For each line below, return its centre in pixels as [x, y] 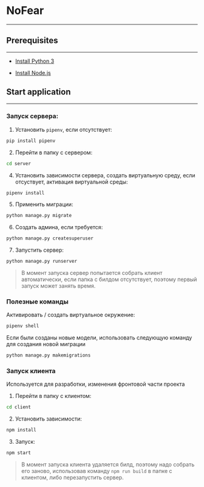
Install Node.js [33, 73]
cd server [19, 163]
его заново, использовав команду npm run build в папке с [97, 471]
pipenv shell [23, 326]
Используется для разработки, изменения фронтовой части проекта [96, 384]
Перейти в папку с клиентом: [53, 396]
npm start [19, 453]
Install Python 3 [35, 61]
